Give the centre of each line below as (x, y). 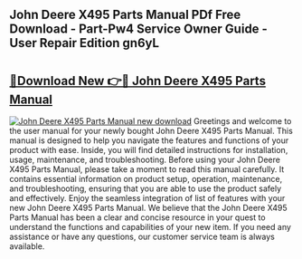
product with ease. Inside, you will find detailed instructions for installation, (149, 150)
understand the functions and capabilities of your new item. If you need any (151, 227)
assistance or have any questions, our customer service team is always (142, 236)
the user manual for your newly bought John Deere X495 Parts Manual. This (151, 131)
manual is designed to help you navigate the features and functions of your (149, 140)
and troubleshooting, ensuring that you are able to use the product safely (146, 188)
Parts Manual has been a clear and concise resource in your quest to (137, 217)
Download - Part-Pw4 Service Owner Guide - (139, 29)
